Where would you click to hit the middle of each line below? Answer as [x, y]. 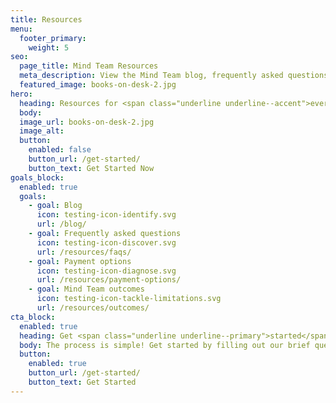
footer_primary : [53, 38]
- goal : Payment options [80, 261]
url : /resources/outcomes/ [93, 308]
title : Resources [46, 19]
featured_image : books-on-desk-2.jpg [98, 85]
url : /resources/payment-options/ [109, 280]
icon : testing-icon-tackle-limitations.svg [129, 299]
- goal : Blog [55, 206]
